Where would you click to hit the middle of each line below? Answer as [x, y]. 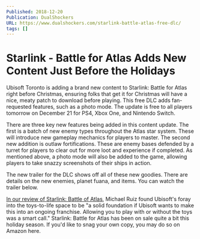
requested [19, 107]
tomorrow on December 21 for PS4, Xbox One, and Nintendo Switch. [91, 113]
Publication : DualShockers [40, 17]
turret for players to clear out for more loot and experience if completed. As [99, 150]
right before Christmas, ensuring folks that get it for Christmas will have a [97, 94]
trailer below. [22, 187]
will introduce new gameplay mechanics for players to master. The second [98, 138]
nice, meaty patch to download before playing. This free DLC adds [89, 100]
